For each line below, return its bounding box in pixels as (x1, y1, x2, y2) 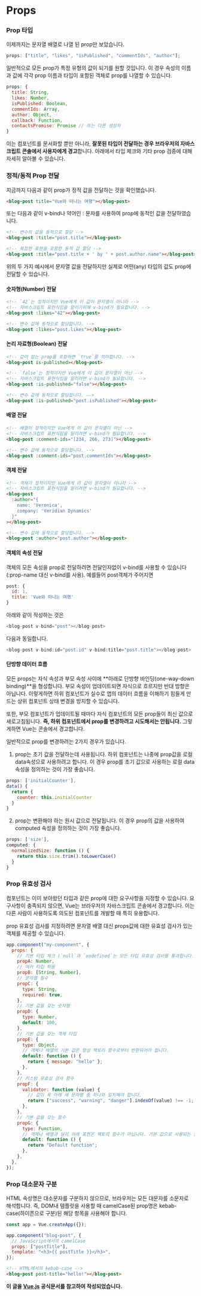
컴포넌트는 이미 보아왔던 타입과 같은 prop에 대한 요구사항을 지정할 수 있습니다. (6, 894, 188, 902)
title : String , (11, 89, 50, 96)
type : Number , (22, 1014, 58, 1020)
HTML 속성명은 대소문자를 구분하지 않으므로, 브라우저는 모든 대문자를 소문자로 (6, 1194, 189, 1202)
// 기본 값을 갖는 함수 (17, 1114, 66, 1120)
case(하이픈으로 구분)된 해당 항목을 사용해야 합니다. (6, 1209, 127, 1217)
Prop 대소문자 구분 (6, 1180, 57, 1188)
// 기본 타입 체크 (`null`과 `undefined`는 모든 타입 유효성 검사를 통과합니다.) (17, 953, 197, 959)
